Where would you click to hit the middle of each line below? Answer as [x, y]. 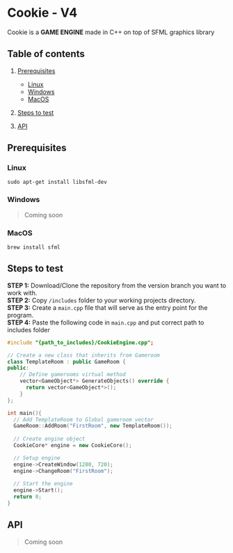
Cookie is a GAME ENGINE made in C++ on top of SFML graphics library [111, 32]
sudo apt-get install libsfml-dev [57, 182]
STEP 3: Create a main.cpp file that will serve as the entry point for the [107, 307]
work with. [22, 293]
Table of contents [46, 54]
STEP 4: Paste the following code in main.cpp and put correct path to [106, 322]
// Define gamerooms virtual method [73, 375]
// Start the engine [43, 484]
